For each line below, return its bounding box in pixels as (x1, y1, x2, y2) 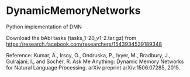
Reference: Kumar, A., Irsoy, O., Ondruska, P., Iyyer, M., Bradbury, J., (6, 52, 171, 58)
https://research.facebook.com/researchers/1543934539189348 (6, 41, 163, 47)
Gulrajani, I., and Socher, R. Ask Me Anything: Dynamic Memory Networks (6, 58, 184, 65)
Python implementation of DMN (6, 23, 82, 30)
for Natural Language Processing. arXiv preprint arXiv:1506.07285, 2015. (6, 64, 181, 71)
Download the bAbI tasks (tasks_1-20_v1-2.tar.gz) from (6, 34, 137, 41)
